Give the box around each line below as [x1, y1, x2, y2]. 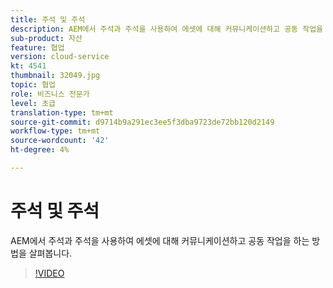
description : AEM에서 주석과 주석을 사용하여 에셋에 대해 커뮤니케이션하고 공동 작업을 [10, 24, 324, 34]
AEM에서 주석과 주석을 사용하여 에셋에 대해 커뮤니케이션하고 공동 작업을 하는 [10, 234, 310, 246]
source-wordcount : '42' [10, 136, 110, 146]
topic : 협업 [10, 80, 57, 90]
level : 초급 [10, 98, 57, 108]
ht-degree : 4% [10, 145, 70, 155]
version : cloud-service [10, 52, 110, 62]
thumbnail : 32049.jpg [10, 71, 101, 81]
